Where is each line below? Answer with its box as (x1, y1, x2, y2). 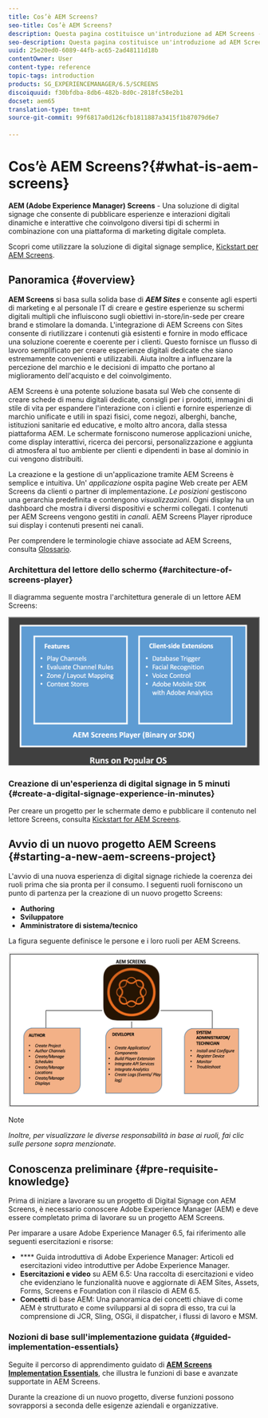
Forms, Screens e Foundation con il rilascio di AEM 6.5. (19, 1286, 201, 1296)
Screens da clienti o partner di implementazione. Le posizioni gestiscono (8, 486, 247, 496)
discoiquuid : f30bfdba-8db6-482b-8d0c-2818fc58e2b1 (8, 89, 183, 97)
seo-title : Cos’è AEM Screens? (8, 21, 112, 30)
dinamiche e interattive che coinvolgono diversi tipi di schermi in (8, 218, 220, 227)
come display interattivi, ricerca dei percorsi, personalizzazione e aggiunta (8, 437, 254, 447)
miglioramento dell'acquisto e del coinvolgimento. (8, 371, 171, 380)
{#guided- (190, 1332, 232, 1343)
